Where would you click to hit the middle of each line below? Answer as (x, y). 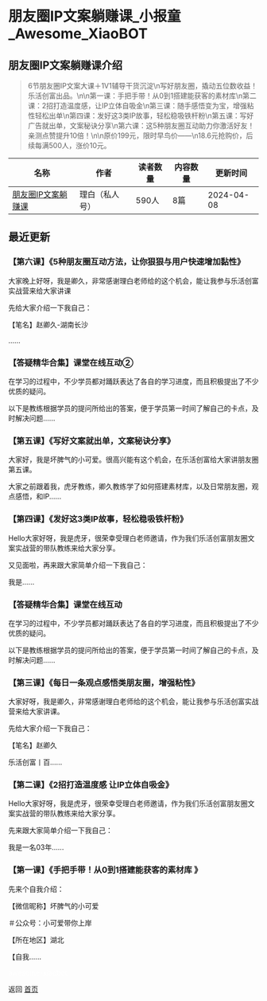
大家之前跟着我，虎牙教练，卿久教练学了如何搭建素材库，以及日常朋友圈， (130, 487)
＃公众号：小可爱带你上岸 (50, 923)
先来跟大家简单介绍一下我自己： (60, 831)
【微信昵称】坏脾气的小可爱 (54, 905)
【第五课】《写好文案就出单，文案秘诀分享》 (92, 440)
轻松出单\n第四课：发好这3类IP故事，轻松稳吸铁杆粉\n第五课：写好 (144, 115)
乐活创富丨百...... (35, 762)
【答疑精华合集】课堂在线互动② (71, 362)
